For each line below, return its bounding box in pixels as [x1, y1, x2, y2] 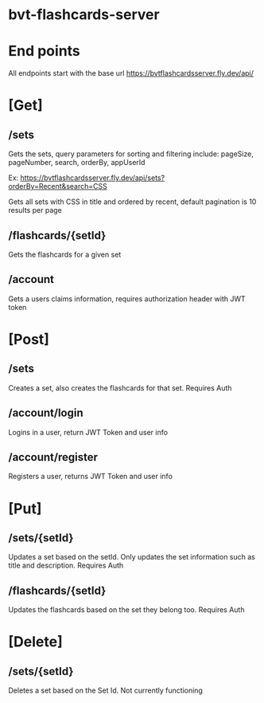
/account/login [8, 406, 83, 420]
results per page [8, 206, 62, 215]
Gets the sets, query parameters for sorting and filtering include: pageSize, [8, 149, 254, 159]
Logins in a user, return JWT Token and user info [8, 427, 169, 437]
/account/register [8, 450, 98, 464]
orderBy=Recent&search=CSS [8, 182, 107, 191]
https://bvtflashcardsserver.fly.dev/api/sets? [20, 173, 165, 183]
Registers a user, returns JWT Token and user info [8, 472, 173, 481]
